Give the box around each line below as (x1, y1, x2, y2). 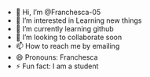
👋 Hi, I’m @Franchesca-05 (15, 8, 101, 16)
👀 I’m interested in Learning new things (15, 16, 142, 25)
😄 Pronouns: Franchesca (15, 53, 98, 62)
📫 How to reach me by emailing (15, 42, 120, 50)
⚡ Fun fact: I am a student (15, 61, 99, 71)
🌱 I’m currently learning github (15, 24, 114, 33)
